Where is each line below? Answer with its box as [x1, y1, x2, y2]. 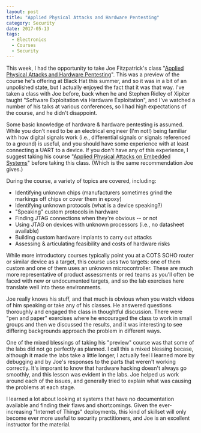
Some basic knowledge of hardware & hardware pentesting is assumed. [6, 121, 184, 128]
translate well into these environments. [6, 283, 102, 290]
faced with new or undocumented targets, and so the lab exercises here [6, 277, 184, 284]
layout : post [6, 8, 39, 15]
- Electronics [11, 37, 47, 43]
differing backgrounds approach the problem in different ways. [6, 327, 161, 334]
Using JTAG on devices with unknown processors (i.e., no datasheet [14, 221, 184, 228]
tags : [6, 31, 20, 37]
